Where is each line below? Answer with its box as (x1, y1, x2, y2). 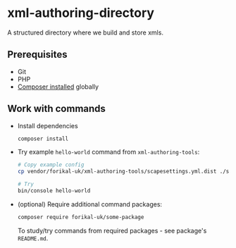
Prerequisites (7, 49, 68, 61)
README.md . (17, 234, 49, 242)
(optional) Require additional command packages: (17, 199, 163, 209)
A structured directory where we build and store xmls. (7, 28, 164, 37)
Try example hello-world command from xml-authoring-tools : (17, 148, 200, 156)
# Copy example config (17, 161, 85, 168)
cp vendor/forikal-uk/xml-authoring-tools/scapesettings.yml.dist (17, 168, 217, 175)
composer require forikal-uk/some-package (17, 213, 144, 221)
